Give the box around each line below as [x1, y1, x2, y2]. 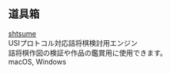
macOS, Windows [8, 57, 66, 66]
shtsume [8, 28, 37, 38]
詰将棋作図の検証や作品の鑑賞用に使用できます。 [8, 48, 168, 57]
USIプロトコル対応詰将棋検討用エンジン [8, 38, 139, 47]
